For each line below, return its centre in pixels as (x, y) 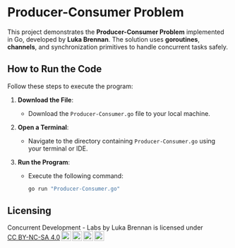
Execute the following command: (76, 176)
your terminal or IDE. (58, 148)
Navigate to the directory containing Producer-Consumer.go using (122, 141)
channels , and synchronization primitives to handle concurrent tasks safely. (117, 47)
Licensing (29, 211)
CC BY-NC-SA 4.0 (34, 237)
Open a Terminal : (43, 127)
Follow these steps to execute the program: (70, 86)
